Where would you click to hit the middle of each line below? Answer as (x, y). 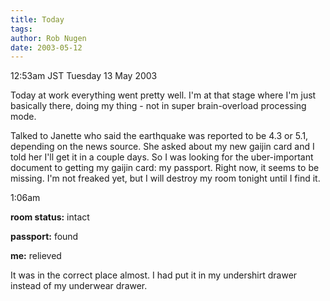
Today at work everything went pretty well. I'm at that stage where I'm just (163, 95)
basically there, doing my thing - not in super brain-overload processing (158, 106)
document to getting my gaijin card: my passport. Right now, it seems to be (165, 168)
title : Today (37, 19)
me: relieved (36, 256)
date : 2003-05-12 (46, 47)
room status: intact (50, 217)
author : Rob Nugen (48, 38)
